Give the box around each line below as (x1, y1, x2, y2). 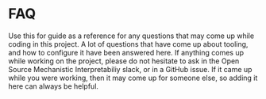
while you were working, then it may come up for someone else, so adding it (8, 73, 258, 82)
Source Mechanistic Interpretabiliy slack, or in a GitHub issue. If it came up (8, 64, 253, 74)
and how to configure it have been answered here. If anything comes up (8, 48, 245, 57)
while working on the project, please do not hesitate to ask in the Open (8, 56, 240, 66)
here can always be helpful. (8, 81, 99, 91)
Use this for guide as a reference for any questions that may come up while (8, 31, 255, 40)
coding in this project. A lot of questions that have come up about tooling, (8, 39, 249, 48)
